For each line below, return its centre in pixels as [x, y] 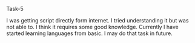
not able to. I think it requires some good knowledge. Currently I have [92, 27]
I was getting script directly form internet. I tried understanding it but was [97, 20]
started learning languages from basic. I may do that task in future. [89, 33]
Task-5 [15, 9]
